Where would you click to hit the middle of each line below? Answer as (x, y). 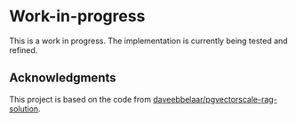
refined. (24, 50)
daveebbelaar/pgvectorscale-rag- (215, 99)
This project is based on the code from (80, 99)
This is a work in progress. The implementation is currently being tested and (148, 41)
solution (24, 109)
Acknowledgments (63, 78)
